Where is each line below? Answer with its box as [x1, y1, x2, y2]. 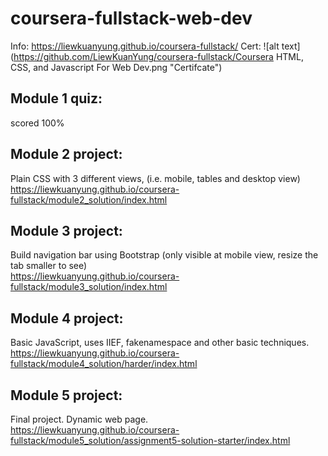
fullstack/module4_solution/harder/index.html [10, 358, 198, 370]
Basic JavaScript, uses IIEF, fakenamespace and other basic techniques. [10, 337, 310, 349]
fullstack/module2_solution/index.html [10, 193, 168, 206]
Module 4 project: [10, 310, 124, 327]
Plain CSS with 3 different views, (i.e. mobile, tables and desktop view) [10, 172, 301, 184]
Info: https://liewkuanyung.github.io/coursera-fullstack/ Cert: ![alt [10, 40, 280, 52]
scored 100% [10, 117, 65, 129]
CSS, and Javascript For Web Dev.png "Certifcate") [10, 61, 223, 73]
